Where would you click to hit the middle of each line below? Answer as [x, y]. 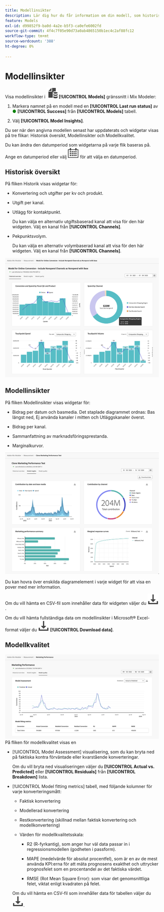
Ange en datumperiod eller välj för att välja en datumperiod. [71, 157]
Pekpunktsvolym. [30, 236]
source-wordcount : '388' [30, 42]
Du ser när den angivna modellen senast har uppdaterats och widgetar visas [82, 130]
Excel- [143, 618]
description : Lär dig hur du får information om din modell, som [73, 15]
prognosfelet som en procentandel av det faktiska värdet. [84, 869]
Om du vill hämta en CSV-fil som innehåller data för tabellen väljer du [82, 893]
